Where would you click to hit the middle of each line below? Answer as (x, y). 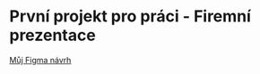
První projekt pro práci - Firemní (130, 16)
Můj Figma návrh (40, 60)
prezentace (52, 35)
